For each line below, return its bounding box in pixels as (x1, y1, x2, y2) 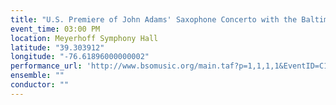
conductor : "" (10, 80, 70, 90)
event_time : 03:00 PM (10, 24, 101, 34)
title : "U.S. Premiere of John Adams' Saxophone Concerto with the (10, 14, 298, 25)
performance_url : (10, 61, 83, 71)
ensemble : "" (10, 71, 65, 81)
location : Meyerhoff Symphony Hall (10, 33, 159, 43)
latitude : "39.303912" (10, 42, 105, 53)
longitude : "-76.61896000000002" (10, 52, 150, 62)
